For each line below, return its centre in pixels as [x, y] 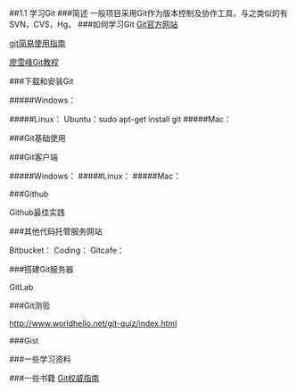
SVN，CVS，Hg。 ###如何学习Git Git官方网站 [94, 24]
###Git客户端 [34, 157]
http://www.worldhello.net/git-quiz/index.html [93, 323]
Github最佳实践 [37, 212]
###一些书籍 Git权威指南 [54, 378]
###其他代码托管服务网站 [56, 231]
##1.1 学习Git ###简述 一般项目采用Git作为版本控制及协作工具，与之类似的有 [148, 13]
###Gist [24, 341]
